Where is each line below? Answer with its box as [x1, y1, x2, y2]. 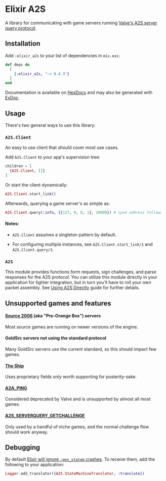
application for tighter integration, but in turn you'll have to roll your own [5, 280, 152, 286]
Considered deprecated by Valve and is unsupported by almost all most [5, 396, 151, 402]
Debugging [5, 443, 41, 451]
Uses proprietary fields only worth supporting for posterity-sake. [5, 374, 137, 380]
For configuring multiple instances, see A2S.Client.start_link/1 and [12, 241, 153, 247]
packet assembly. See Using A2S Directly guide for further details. [5, 285, 140, 290]
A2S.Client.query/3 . [12, 246, 54, 252]
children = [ [5, 164, 32, 169]
